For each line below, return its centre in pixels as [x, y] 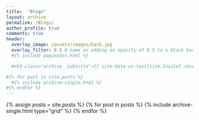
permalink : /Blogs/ [30, 22]
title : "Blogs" [26, 12]
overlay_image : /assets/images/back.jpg [62, 45]
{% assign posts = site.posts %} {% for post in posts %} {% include [89, 105]
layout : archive [26, 17]
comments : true [25, 34]
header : [16, 39]
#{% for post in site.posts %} [45, 77]
